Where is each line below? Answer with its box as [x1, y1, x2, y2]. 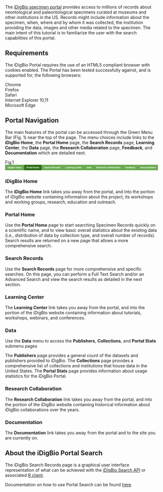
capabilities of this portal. [5, 35, 56, 41]
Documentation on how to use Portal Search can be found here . [5, 481, 132, 487]
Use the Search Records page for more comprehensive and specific [5, 266, 142, 272]
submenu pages [5, 343, 37, 349]
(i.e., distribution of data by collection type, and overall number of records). [5, 232, 156, 238]
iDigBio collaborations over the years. [5, 407, 80, 412]
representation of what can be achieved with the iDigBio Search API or [5, 467, 146, 473]
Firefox [5, 87, 19, 93]
